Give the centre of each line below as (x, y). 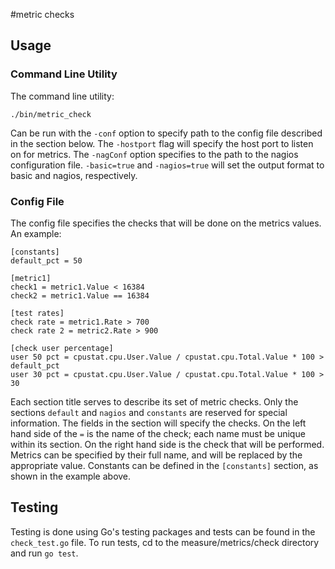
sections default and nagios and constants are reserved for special (149, 412)
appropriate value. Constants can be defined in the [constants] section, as (164, 465)
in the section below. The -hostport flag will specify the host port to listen (162, 143)
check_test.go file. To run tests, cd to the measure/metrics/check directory (165, 542)
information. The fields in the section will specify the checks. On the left (158, 423)
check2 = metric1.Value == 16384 (80, 295)
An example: (36, 233)
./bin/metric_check (51, 114)
